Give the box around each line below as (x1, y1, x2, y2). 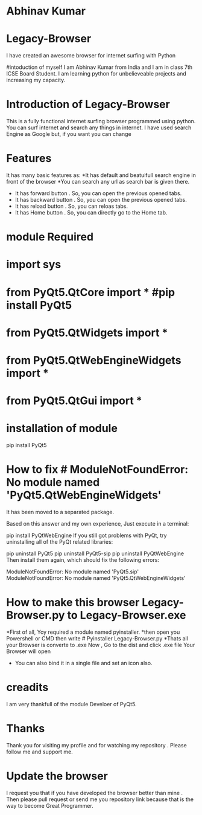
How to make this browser (6, 596, 140, 610)
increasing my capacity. (6, 77, 66, 84)
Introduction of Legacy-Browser (6, 98, 170, 111)
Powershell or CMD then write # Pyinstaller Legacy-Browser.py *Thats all (6, 634, 189, 642)
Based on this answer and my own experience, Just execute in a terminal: (6, 520, 189, 527)
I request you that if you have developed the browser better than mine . (6, 789, 183, 796)
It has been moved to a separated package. (6, 509, 115, 515)
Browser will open (6, 648, 51, 655)
